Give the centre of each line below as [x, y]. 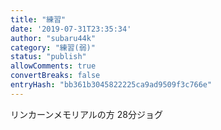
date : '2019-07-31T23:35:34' [71, 29]
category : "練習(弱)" [53, 47]
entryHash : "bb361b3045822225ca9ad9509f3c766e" [111, 85]
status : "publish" [48, 57]
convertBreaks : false [55, 76]
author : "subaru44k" [53, 38]
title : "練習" [38, 19]
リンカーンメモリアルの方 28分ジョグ [86, 114]
